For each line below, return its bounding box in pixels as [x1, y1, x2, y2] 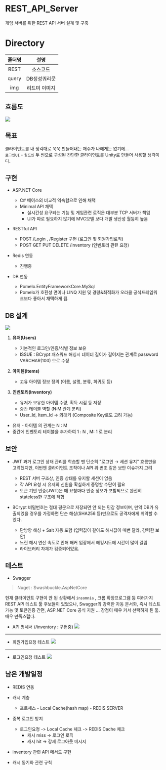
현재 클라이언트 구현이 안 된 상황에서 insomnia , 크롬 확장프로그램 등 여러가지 [5, 595, 153, 600]
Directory [5, 38, 45, 49]
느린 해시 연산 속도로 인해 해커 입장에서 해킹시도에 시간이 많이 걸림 [19, 539, 148, 545]
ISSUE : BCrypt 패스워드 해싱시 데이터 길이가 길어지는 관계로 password [19, 351, 159, 357]
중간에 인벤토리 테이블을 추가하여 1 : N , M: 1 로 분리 [12, 428, 112, 435]
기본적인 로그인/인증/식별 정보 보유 [19, 345, 86, 351]
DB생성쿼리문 [26, 75, 56, 82]
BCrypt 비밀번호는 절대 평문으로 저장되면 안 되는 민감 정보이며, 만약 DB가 [12, 504, 154, 510]
